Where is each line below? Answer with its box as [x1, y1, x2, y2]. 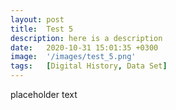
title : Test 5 [10, 24, 74, 34]
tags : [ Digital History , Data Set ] [10, 61, 168, 71]
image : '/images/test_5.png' [10, 52, 137, 62]
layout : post [10, 14, 65, 25]
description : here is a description [10, 33, 163, 43]
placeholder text [10, 89, 78, 100]
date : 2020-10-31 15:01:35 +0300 [10, 42, 159, 53]
